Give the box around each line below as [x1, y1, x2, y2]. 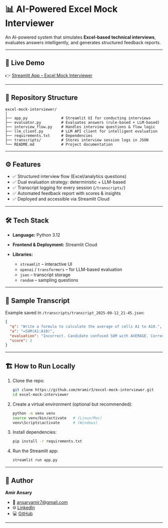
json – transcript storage [19, 272, 71, 278]
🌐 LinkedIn [12, 504, 35, 510]
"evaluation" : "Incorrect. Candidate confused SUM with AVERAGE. [9, 333, 149, 338]
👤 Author [5, 476, 33, 485]
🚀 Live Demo [5, 59, 45, 67]
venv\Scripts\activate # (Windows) [12, 420, 98, 425]
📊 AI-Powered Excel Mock [5, 4, 118, 15]
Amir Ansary [5, 489, 32, 495]
